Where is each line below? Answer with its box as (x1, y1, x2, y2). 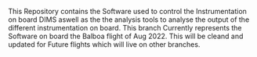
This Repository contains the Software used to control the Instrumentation (8, 7, 247, 16)
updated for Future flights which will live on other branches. (8, 40, 201, 49)
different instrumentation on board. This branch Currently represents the (8, 23, 242, 32)
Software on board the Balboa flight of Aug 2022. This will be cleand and (8, 31, 244, 41)
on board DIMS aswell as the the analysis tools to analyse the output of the (8, 15, 250, 24)
